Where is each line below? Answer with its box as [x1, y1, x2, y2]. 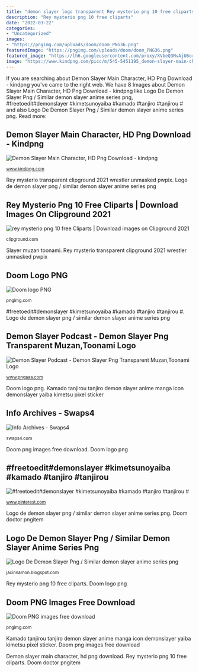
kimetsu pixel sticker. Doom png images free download [6, 641, 140, 648]
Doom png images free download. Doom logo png [6, 445, 129, 453]
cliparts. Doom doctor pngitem [6, 659, 81, 666]
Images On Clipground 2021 [6, 209, 111, 219]
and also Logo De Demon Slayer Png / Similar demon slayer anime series [6, 106, 184, 113]
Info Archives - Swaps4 [6, 408, 95, 418]
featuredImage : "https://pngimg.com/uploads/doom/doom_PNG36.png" [6, 47, 174, 53]
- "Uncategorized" [6, 31, 52, 37]
